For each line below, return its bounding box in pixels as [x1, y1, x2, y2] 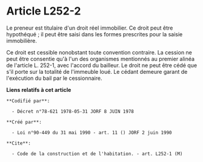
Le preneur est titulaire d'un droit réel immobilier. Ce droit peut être [6, 24, 173, 31]
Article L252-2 [6, 4, 81, 18]
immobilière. [6, 37, 38, 44]
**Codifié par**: [6, 98, 50, 104]
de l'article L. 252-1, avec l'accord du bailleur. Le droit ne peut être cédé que [6, 62, 198, 69]
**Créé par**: [6, 119, 42, 125]
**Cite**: [6, 140, 32, 146]
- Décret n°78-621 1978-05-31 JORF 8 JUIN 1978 [12, 108, 135, 114]
